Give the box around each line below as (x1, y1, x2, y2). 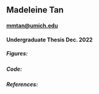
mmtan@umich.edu (6, 21, 58, 29)
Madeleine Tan (6, 5, 64, 15)
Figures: (6, 50, 28, 57)
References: (6, 81, 38, 88)
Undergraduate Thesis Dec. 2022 (6, 36, 93, 43)
